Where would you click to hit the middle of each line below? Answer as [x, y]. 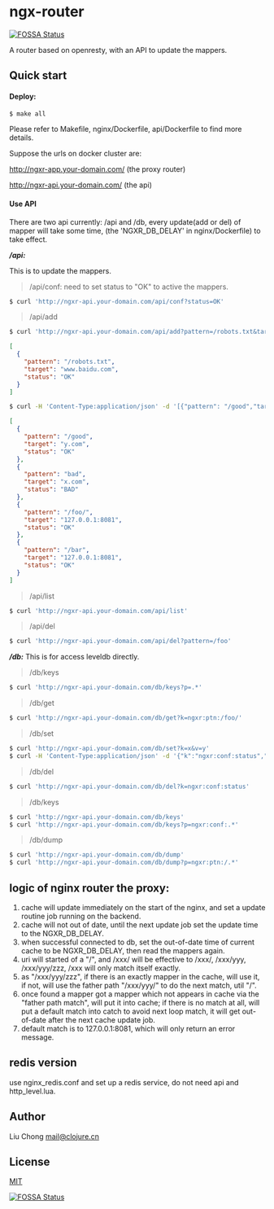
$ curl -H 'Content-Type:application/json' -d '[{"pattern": [115, 407]
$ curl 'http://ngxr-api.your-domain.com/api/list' [98, 611]
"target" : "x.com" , [57, 482]
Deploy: [23, 96]
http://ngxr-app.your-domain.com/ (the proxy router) [98, 169]
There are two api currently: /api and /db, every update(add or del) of [125, 221]
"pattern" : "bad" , [55, 475]
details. [22, 138]
